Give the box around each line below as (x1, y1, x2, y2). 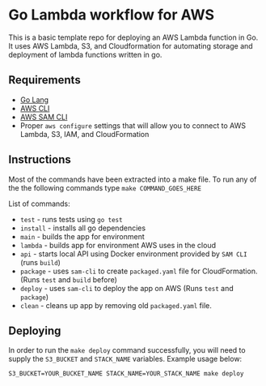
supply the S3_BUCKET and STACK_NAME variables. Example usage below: (8, 354, 243, 364)
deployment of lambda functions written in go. (8, 49, 163, 59)
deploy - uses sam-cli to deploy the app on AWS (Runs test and (19, 283, 234, 293)
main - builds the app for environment (19, 231, 146, 241)
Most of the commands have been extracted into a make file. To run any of (8, 174, 257, 184)
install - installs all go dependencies (19, 223, 146, 233)
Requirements (8, 73, 81, 87)
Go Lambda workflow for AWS (8, 6, 215, 24)
